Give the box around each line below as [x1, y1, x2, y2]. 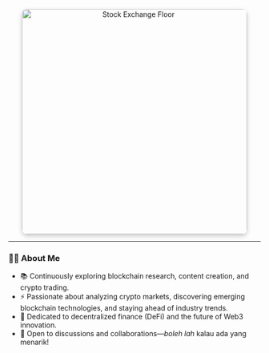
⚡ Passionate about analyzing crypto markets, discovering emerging [19, 292, 246, 302]
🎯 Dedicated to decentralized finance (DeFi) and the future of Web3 [19, 312, 244, 322]
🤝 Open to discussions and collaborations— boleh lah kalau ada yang [19, 329, 247, 339]
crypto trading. [19, 283, 70, 292]
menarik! [19, 337, 50, 347]
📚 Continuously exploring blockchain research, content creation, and [19, 271, 250, 281]
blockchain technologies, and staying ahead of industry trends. [19, 303, 228, 313]
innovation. [19, 320, 58, 330]
